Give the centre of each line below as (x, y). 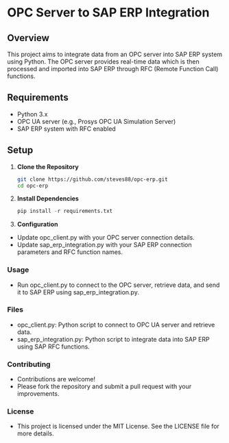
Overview (28, 38)
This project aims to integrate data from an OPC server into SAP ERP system (115, 54)
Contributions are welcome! (56, 379)
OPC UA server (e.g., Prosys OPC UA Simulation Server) (96, 121)
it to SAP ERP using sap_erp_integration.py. (78, 292)
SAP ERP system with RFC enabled (67, 129)
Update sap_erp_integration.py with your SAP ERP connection (104, 245)
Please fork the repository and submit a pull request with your (104, 387)
